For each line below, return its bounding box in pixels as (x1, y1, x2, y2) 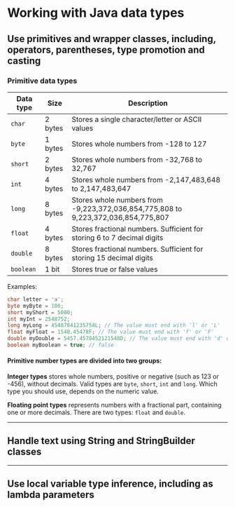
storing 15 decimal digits (71, 252, 154, 262)
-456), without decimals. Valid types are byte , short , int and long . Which (7, 380, 218, 388)
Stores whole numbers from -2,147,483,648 (71, 175, 221, 184)
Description (128, 98, 168, 108)
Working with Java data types (7, 5, 185, 21)
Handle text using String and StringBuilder (7, 435, 196, 447)
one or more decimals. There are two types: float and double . (7, 408, 186, 417)
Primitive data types (7, 76, 78, 86)
